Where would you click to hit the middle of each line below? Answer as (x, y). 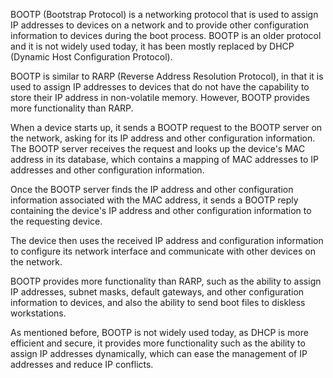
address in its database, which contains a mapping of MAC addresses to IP (164, 159)
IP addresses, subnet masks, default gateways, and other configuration (157, 292)
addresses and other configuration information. (107, 170)
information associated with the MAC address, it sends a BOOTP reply (154, 200)
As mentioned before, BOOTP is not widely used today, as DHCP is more (159, 332)
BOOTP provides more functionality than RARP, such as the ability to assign (166, 281)
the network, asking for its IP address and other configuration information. (163, 138)
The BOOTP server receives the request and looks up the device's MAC (158, 148)
